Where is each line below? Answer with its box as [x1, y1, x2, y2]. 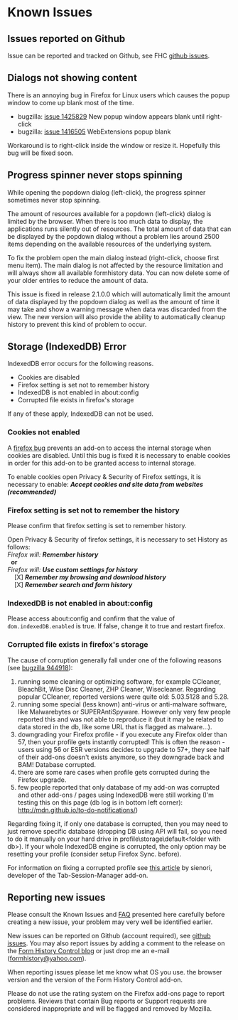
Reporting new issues [7, 891, 106, 903]
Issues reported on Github [7, 33, 126, 45]
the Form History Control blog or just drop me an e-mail [7, 947, 170, 955]
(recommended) [7, 488, 57, 496]
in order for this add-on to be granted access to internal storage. [7, 458, 197, 467]
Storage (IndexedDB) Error [7, 340, 126, 353]
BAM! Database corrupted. [17, 760, 96, 768]
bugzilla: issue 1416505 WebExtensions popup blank [17, 127, 171, 136]
